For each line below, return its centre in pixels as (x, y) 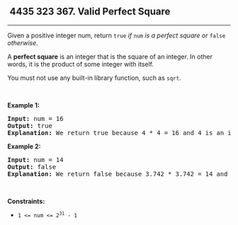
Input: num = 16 (35, 119)
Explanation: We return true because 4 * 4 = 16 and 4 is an (116, 133)
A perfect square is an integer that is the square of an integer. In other (110, 57)
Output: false (32, 167)
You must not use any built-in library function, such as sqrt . (95, 78)
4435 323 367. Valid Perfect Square (90, 12)
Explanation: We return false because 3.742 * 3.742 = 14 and (118, 174)
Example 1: (24, 105)
